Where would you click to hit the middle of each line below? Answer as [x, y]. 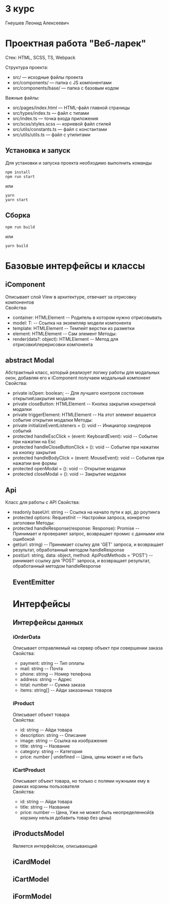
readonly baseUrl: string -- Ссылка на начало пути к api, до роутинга [86, 512]
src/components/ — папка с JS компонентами [62, 82]
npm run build [20, 227]
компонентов [20, 302]
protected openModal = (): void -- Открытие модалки [69, 469]
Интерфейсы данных [48, 623]
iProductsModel [38, 834]
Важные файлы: [22, 98]
